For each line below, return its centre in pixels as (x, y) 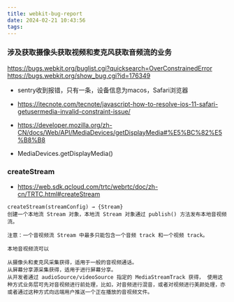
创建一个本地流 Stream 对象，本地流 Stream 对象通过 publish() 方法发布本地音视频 (117, 214)
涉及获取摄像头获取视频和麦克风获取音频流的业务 (90, 52)
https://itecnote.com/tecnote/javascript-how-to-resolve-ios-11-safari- (118, 104)
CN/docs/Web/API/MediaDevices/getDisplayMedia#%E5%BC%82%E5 (119, 132)
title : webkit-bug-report (45, 14)
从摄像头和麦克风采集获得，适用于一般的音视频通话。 (72, 262)
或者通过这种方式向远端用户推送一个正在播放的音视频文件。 (80, 292)
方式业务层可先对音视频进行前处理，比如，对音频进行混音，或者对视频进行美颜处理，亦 (119, 285)
